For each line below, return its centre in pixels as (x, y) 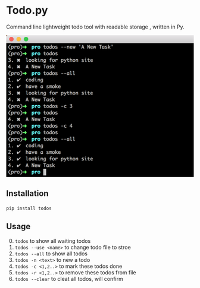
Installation (27, 194)
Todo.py (27, 10)
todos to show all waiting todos (53, 240)
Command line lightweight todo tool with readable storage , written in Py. (95, 27)
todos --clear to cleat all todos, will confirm (69, 278)
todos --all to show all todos (51, 254)
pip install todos (29, 208)
